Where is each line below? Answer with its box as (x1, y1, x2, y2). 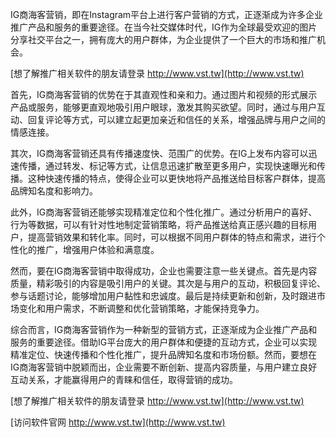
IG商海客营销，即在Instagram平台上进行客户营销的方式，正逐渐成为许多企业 (10, 9, 324, 20)
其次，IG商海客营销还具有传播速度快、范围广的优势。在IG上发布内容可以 (10, 148, 309, 159)
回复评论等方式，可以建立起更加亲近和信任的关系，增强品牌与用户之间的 (27, 114, 326, 125)
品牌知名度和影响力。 (10, 185, 98, 197)
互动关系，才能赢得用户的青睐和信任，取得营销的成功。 (10, 374, 238, 385)
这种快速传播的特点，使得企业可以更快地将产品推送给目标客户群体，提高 (27, 173, 326, 184)
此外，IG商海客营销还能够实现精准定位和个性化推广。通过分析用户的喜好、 (10, 206, 318, 218)
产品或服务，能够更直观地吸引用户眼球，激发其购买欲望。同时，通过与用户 (10, 101, 317, 113)
